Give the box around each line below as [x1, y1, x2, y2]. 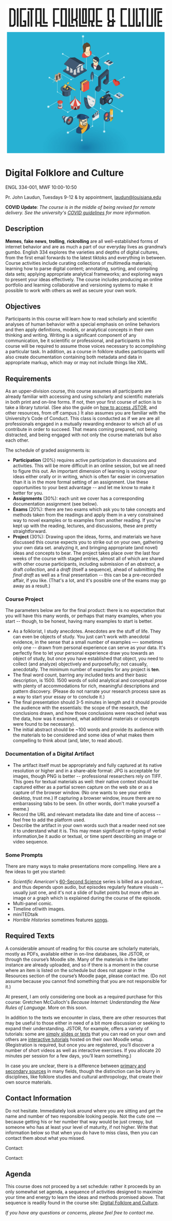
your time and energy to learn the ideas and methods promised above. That [5, 1194, 165, 1200]
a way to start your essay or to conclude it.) [12, 694, 105, 700]
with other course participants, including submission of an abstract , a [12, 561, 160, 567]
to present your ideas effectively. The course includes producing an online [5, 276, 163, 282]
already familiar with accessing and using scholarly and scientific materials [5, 393, 164, 400]
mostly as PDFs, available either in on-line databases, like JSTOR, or [5, 950, 150, 957]
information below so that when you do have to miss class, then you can [5, 1129, 158, 1136]
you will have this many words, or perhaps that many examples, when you [5, 613, 162, 619]
